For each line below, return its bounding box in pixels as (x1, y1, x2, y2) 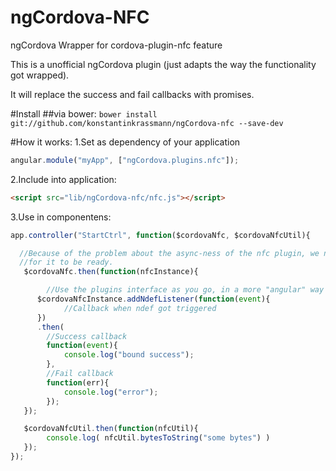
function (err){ (46, 377, 110, 388)
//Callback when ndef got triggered (63, 303, 217, 313)
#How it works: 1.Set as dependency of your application (10, 136, 241, 148)
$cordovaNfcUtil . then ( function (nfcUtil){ (23, 424, 199, 434)
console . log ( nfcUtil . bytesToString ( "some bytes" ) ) (46, 433, 271, 443)
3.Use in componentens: (10, 211, 112, 223)
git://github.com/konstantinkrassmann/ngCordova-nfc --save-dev (10, 118, 284, 128)
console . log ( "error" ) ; (63, 387, 159, 397)
